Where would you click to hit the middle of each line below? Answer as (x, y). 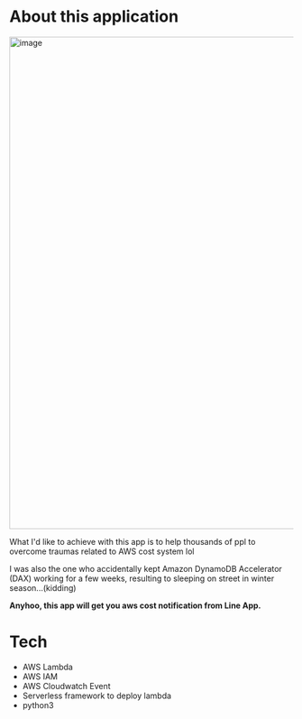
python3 (38, 705)
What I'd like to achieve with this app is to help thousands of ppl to (133, 541)
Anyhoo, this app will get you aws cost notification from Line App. (135, 605)
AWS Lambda (48, 667)
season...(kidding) (43, 587)
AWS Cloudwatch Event (66, 686)
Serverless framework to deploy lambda (97, 696)
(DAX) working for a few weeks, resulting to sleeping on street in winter (142, 578)
